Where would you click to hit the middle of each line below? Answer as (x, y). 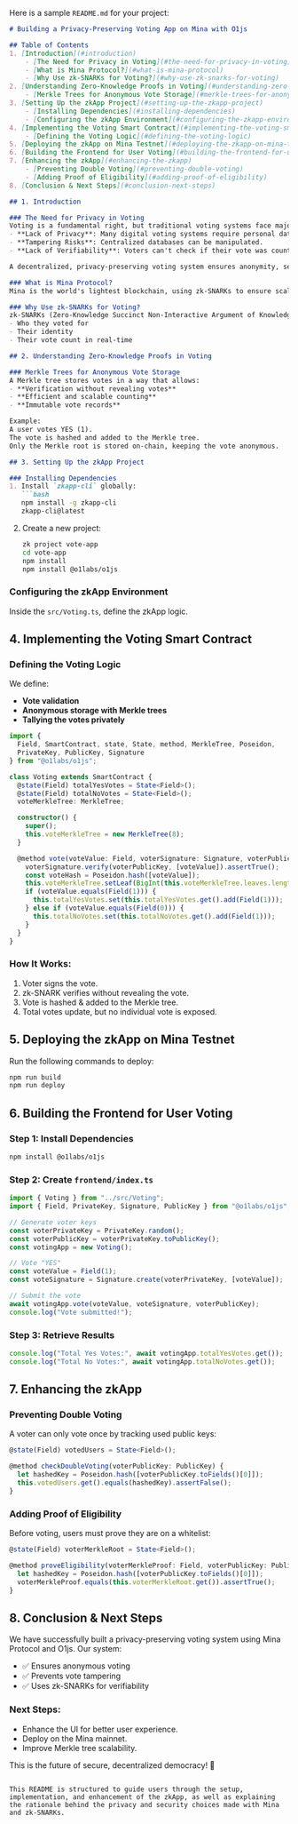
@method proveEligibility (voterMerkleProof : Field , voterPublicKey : (138, 1565)
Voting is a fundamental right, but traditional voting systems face (141, 226)
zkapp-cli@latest (53, 511)
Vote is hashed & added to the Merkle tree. (100, 1002)
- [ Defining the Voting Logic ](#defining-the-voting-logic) (138, 136)
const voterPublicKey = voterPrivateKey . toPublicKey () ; (114, 1239)
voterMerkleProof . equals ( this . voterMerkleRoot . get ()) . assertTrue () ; (146, 1582)
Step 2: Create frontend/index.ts (81, 1179)
